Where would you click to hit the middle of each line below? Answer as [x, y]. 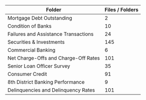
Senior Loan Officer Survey [39, 66]
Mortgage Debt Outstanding [40, 18]
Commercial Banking [31, 50]
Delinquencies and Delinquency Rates [51, 90]
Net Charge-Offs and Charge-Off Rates [54, 58]
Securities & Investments [36, 42]
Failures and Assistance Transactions [51, 34]
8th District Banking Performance [46, 82]
